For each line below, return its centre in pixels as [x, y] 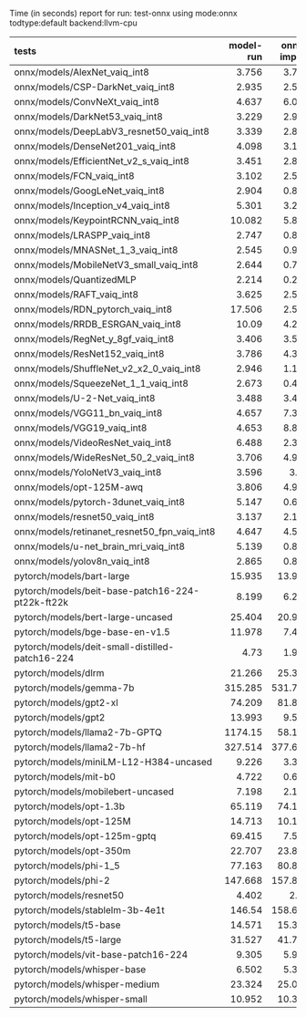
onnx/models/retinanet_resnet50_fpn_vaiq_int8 [115, 531]
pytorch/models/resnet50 [69, 895]
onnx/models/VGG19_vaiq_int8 [81, 428]
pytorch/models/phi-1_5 [67, 866]
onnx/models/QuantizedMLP [75, 280]
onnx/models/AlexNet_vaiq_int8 [82, 72]
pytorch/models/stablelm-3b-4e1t [90, 910]
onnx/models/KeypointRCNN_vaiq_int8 [97, 220]
